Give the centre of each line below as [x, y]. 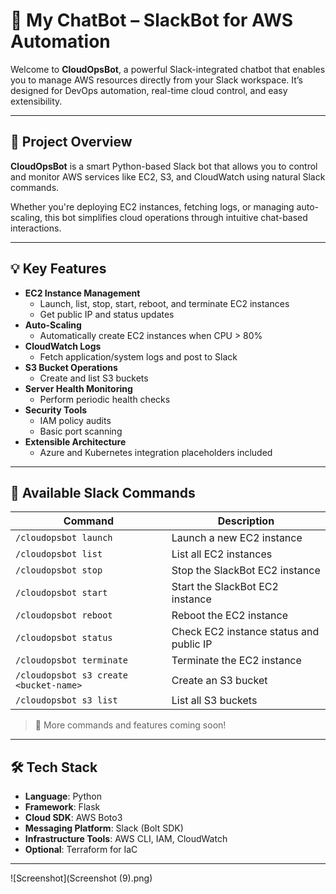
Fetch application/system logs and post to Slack [138, 356]
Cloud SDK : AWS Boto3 [73, 818]
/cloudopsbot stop [59, 570]
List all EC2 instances [222, 554]
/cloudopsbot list [59, 554]
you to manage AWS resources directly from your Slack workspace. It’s [156, 80]
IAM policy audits [75, 420]
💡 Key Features [58, 269]
